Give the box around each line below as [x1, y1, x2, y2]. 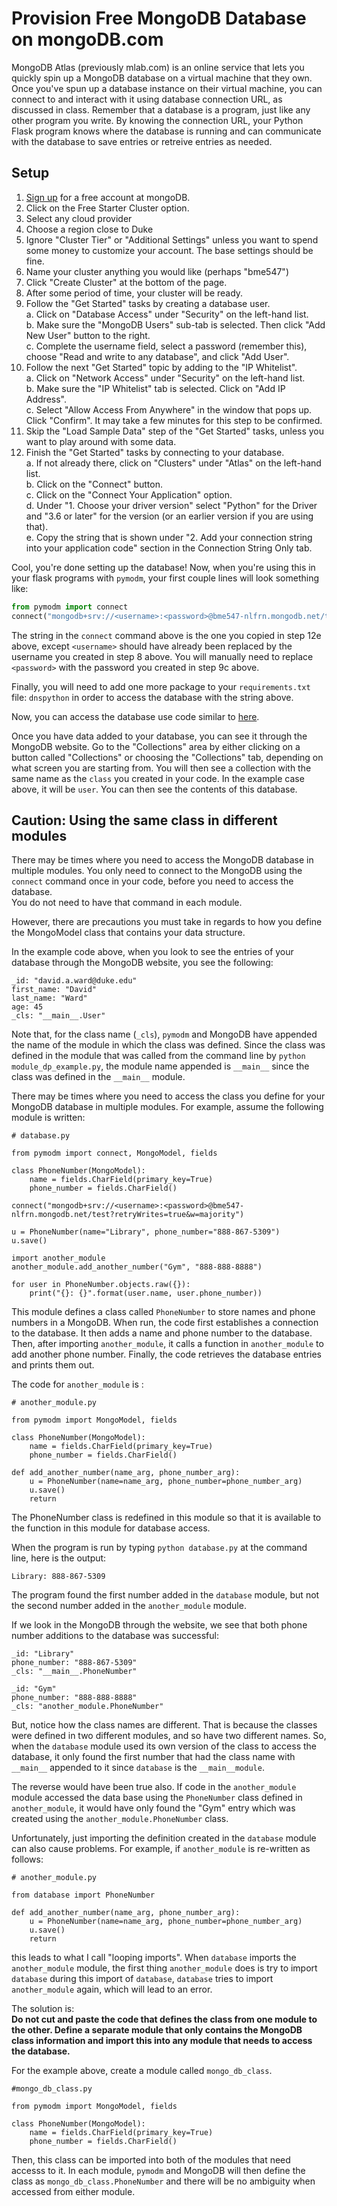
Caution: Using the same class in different [11, 812, 278, 829]
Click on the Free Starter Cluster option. [25, 202, 190, 214]
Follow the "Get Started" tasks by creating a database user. [25, 297, 271, 309]
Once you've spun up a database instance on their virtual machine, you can [11, 82, 323, 94]
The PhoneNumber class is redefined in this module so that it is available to [11, 1512, 322, 1524]
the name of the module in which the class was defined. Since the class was [11, 1039, 326, 1051]
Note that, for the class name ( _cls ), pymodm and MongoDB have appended [11, 1028, 318, 1041]
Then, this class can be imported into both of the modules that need [11, 2154, 291, 2166]
